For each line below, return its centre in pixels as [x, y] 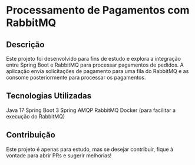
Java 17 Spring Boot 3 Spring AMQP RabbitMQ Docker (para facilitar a [91, 110]
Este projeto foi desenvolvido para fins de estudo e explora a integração [94, 59]
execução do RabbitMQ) [36, 116]
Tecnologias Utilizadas [49, 96]
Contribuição [31, 135]
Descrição [25, 44]
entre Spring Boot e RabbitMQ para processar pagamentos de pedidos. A [95, 65]
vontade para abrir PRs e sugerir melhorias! [59, 155]
